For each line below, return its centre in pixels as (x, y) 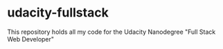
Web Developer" (30, 39)
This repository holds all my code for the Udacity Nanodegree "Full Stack (111, 32)
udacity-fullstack (58, 13)
